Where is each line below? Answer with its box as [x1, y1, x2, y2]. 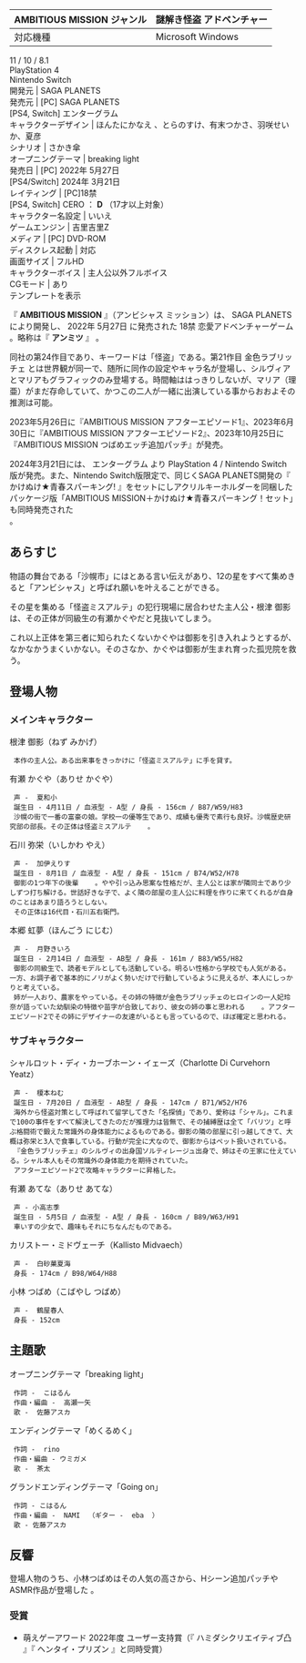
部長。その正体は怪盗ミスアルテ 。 [29, 821, 155, 831]
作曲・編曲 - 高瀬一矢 [13, 1398, 91, 1407]
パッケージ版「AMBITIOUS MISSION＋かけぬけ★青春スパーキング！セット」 [9, 493, 294, 504]
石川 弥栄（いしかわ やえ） [9, 839, 110, 850]
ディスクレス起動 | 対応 [9, 245, 97, 255]
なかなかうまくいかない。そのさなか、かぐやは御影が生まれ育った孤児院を [9, 643, 289, 654]
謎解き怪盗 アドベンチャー [155, 14, 268, 26]
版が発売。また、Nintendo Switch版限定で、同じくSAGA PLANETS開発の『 [9, 470, 291, 481]
